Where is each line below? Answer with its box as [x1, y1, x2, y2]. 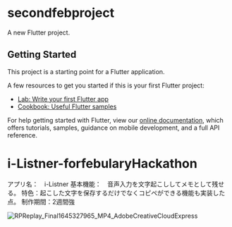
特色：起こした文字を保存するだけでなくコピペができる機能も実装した [20, 188, 226, 197]
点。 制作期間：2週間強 [7, 197, 75, 206]
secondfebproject [7, 5, 115, 21]
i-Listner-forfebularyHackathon [7, 155, 197, 171]
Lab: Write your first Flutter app [17, 94, 109, 103]
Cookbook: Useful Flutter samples [17, 102, 117, 111]
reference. [7, 130, 37, 139]
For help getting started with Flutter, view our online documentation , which [7, 116, 224, 124]
